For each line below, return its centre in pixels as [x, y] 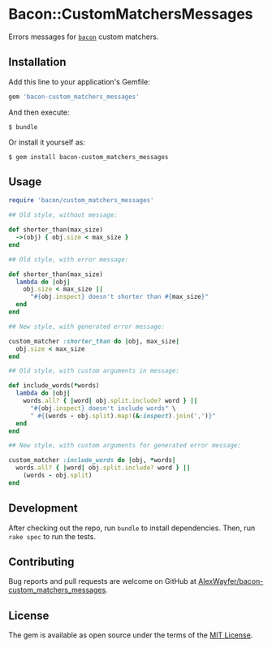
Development [43, 508]
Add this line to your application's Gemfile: [79, 81]
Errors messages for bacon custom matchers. [84, 37]
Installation [37, 62]
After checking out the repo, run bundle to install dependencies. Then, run [132, 528]
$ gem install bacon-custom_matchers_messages [89, 157]
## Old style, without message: [63, 215]
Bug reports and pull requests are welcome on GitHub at [103, 581]
